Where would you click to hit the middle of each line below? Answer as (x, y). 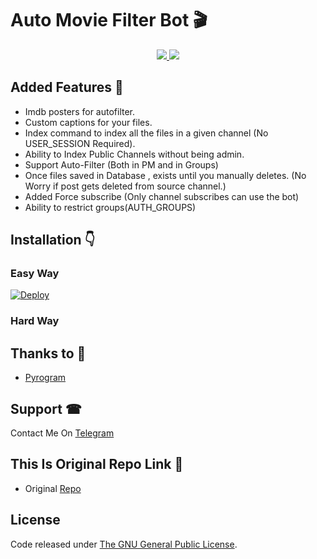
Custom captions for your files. (88, 122)
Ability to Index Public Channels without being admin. (134, 154)
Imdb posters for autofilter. (80, 111)
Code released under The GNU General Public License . (124, 544)
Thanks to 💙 (48, 353)
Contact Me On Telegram (62, 433)
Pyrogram (45, 378)
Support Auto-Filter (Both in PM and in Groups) (121, 164)
